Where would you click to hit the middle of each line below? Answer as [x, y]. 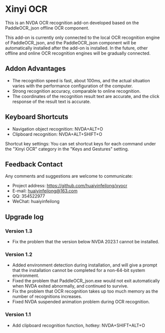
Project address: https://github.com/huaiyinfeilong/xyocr [70, 186]
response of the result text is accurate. [51, 101]
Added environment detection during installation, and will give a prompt [85, 265]
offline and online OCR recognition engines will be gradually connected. [78, 53]
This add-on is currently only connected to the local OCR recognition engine [82, 37]
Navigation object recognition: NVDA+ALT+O [58, 129]
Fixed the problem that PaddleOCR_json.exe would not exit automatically [86, 281]
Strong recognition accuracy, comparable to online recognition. [76, 91]
